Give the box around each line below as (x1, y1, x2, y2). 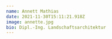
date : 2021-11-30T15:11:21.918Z (6, 14, 85, 19)
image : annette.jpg (6, 19, 54, 25)
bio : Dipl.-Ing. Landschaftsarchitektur (6, 24, 107, 30)
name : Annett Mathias (6, 8, 59, 14)
